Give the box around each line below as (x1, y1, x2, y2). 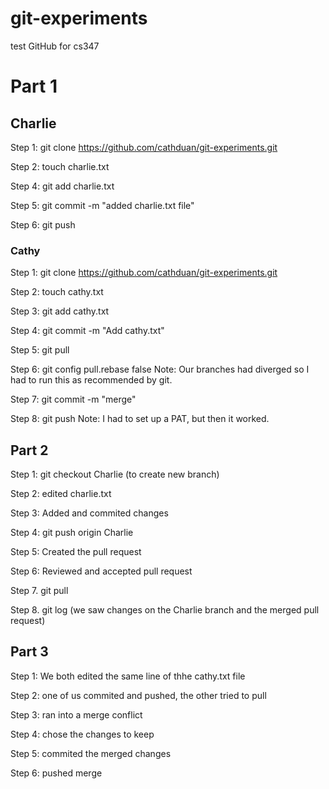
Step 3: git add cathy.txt (10, 305, 110, 317)
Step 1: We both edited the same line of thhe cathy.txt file (10, 670, 246, 682)
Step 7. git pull (10, 585, 69, 597)
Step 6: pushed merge (10, 767, 103, 779)
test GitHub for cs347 (10, 40, 100, 52)
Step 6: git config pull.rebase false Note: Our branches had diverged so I (10, 363, 310, 376)
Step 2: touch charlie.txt (10, 160, 110, 172)
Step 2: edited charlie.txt (10, 488, 112, 500)
